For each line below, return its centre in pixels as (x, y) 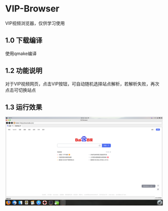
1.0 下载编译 (24, 40)
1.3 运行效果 (24, 107)
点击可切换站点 (20, 90)
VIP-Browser (32, 9)
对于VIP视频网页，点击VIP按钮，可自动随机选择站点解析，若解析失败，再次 (82, 83)
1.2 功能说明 (24, 71)
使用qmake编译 (21, 53)
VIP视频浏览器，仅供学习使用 (35, 23)
